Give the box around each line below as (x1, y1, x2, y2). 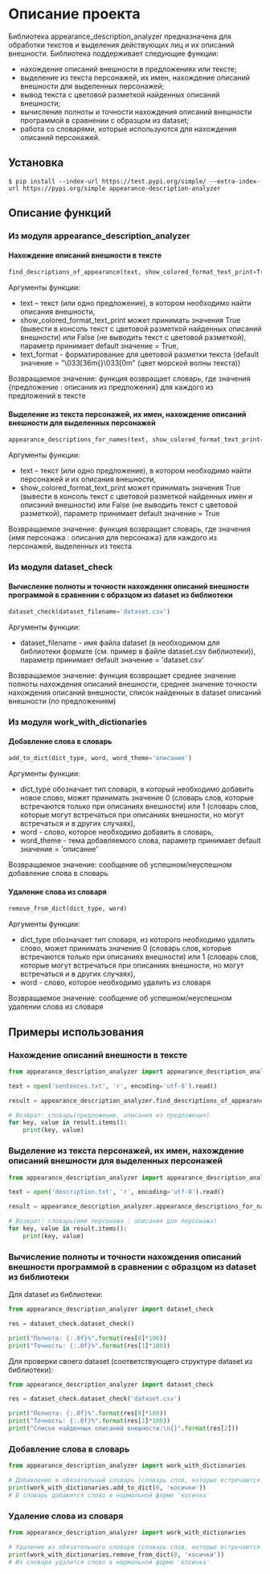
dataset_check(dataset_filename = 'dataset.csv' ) (8, 608, 171, 616)
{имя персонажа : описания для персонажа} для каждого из (8, 533, 217, 543)
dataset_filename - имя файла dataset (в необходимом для (19, 638, 220, 648)
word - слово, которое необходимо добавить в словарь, (19, 827, 215, 837)
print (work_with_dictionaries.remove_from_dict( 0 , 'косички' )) (8, 1551, 225, 1559)
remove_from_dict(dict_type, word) (8, 905, 128, 913)
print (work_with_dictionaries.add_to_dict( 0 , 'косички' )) (8, 1484, 207, 1492)
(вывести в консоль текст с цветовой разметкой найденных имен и (19, 492, 253, 502)
